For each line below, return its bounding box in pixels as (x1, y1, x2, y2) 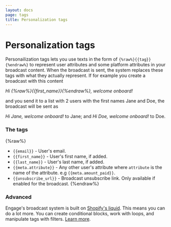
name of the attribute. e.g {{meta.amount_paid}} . (12, 169, 116, 176)
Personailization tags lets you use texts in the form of (5, 56, 118, 62)
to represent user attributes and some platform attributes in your (29, 62, 166, 68)
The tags (5, 126, 28, 134)
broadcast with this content (5, 78, 63, 84)
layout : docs (5, 7, 33, 13)
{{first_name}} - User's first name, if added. (12, 153, 108, 159)
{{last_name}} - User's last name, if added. (12, 159, 104, 165)
